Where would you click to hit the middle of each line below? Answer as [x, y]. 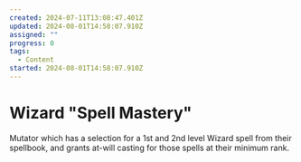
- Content [36, 60]
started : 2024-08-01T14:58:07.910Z [76, 69]
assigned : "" [34, 34]
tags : [19, 52]
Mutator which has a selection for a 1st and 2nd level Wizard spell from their [150, 138]
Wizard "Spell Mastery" [101, 113]
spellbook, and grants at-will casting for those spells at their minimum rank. [150, 148]
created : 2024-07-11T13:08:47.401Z [76, 18]
